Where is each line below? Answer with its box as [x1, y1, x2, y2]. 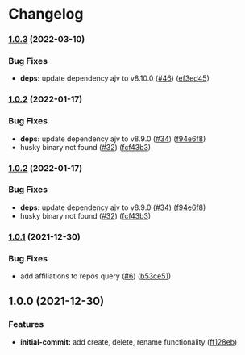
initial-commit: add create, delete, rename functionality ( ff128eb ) [19, 336, 238, 347]
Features [8, 319, 44, 330]
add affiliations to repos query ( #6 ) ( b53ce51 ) [19, 271, 172, 281]
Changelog [8, 5, 84, 23]
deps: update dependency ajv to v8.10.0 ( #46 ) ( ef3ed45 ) [19, 73, 210, 83]
